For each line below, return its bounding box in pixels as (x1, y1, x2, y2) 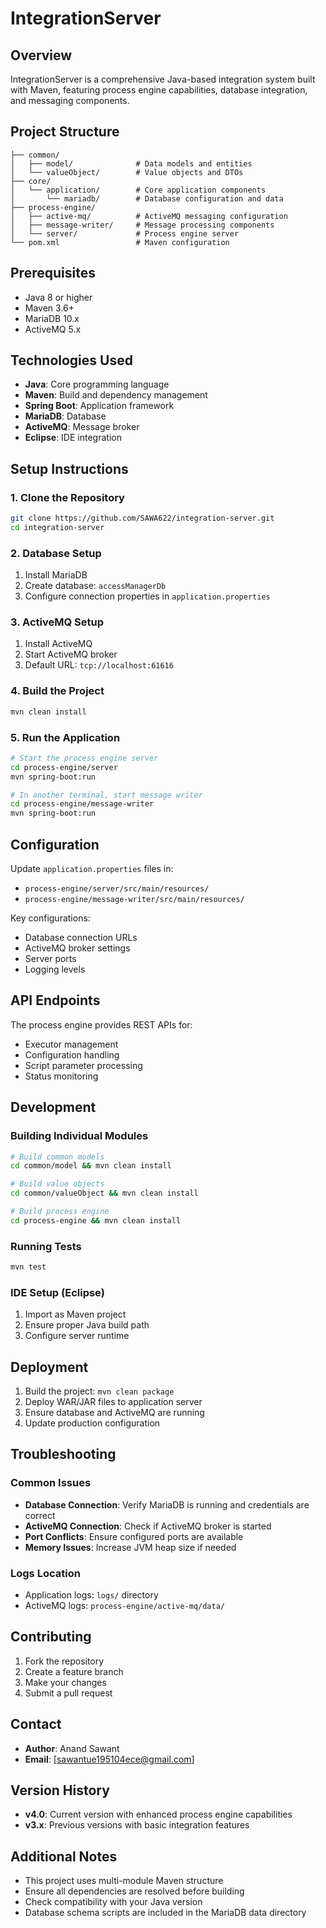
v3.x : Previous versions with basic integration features (24, 1819, 250, 1831)
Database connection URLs (24, 932, 138, 943)
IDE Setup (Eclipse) (10, 1285, 105, 1299)
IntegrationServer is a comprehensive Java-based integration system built (10, 73, 316, 85)
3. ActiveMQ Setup (10, 615, 104, 629)
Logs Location (10, 1566, 81, 1580)
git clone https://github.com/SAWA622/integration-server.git (10, 513, 275, 524)
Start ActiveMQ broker (24, 648, 118, 661)
